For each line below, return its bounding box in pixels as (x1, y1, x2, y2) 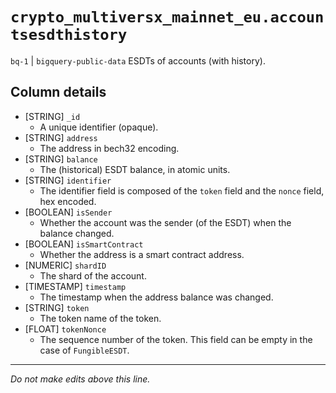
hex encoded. (39, 195, 97, 207)
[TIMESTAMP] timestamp (24, 280, 127, 292)
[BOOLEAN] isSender (24, 206, 113, 218)
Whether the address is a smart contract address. (39, 248, 245, 260)
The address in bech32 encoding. (39, 142, 180, 154)
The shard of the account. (39, 269, 147, 282)
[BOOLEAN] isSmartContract (24, 238, 144, 250)
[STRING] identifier (24, 174, 112, 186)
